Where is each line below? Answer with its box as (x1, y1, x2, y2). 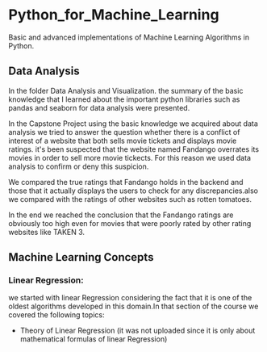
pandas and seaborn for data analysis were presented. (8, 103, 190, 112)
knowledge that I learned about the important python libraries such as (8, 94, 240, 104)
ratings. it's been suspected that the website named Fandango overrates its (8, 144, 260, 154)
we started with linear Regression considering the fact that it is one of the (8, 293, 252, 303)
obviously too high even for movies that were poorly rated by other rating (8, 218, 252, 228)
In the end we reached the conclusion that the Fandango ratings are (8, 210, 234, 220)
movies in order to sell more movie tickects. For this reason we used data (8, 153, 252, 162)
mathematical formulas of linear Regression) (19, 334, 168, 344)
